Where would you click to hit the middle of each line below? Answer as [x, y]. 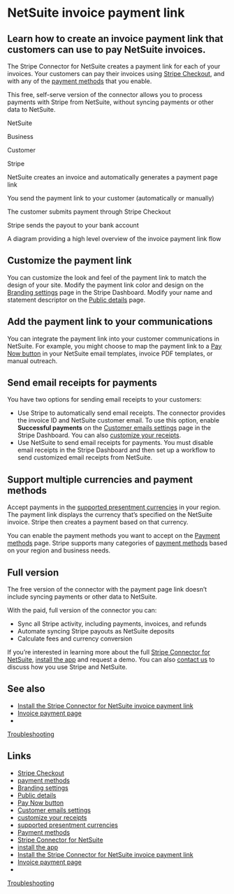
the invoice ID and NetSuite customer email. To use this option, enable [118, 420]
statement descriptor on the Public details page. [76, 300]
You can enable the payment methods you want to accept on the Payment [114, 536]
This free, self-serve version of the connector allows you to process [105, 95]
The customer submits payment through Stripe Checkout [89, 212]
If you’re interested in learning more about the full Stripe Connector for [109, 652]
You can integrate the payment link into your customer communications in [114, 338]
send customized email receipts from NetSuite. [85, 457]
